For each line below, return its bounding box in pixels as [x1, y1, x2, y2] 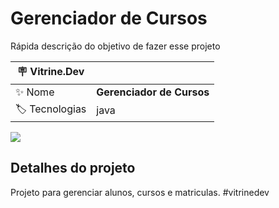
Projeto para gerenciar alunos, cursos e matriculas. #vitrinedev [10, 186, 270, 198]
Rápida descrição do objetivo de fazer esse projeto [10, 40, 221, 52]
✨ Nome [15, 85, 55, 99]
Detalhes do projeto [10, 160, 136, 177]
